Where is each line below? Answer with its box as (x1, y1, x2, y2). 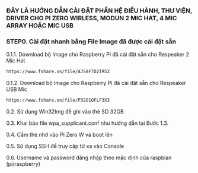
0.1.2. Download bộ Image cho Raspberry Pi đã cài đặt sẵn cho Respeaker (6, 80, 187, 87)
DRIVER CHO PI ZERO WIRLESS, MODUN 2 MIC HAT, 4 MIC (6, 14, 177, 22)
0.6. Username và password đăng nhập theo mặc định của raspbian (6, 154, 172, 161)
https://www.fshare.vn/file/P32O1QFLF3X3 (6, 97, 110, 103)
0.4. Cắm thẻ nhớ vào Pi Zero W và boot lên (6, 131, 113, 138)
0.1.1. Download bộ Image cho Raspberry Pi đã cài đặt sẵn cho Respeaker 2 (6, 51, 190, 58)
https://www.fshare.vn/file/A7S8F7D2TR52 (6, 69, 110, 75)
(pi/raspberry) (6, 160, 40, 167)
